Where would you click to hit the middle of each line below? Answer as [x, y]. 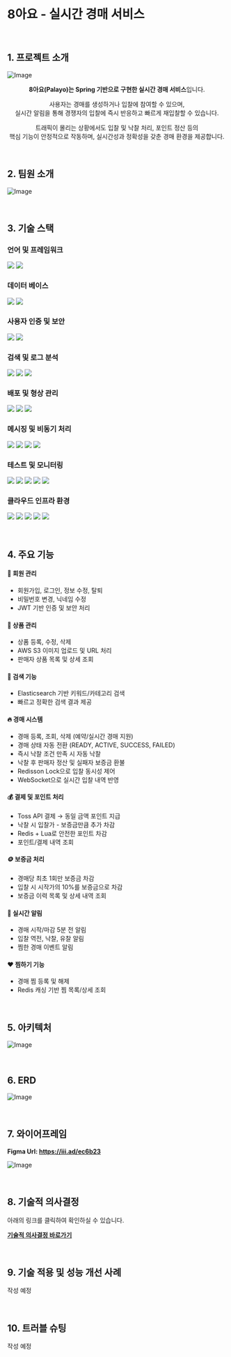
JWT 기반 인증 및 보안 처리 [54, 608]
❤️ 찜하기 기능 [26, 964]
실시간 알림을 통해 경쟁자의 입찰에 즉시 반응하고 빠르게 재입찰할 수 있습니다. [117, 113]
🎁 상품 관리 [22, 625]
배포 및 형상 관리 [33, 393]
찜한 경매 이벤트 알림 [45, 947]
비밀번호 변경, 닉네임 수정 [52, 599]
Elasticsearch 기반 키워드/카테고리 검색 [71, 693]
